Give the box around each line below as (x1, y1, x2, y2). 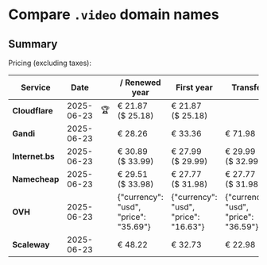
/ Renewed (119, 77, 161, 88)
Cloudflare (12, 106, 53, 116)
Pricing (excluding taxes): (8, 58, 92, 67)
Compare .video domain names (8, 6, 220, 24)
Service (21, 82, 51, 93)
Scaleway (12, 240, 50, 250)
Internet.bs (12, 151, 56, 162)
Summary (8, 37, 58, 51)
